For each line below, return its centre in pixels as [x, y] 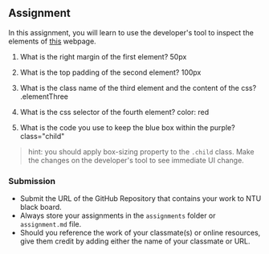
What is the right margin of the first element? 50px [103, 56]
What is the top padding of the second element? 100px [110, 72]
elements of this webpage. [52, 41]
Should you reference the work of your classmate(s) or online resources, [140, 233]
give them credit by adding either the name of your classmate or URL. [135, 241]
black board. [41, 207]
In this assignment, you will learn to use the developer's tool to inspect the [131, 32]
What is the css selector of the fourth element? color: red [114, 112]
